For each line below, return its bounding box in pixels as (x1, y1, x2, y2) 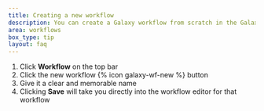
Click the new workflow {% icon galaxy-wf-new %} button (19, 70, 209, 80)
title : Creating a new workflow (8, 11, 114, 20)
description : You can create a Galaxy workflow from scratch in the (8, 19, 237, 27)
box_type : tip (8, 33, 55, 41)
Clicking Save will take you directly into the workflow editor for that (19, 87, 237, 96)
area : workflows (8, 26, 61, 34)
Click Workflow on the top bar (19, 62, 119, 71)
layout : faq (8, 41, 47, 48)
